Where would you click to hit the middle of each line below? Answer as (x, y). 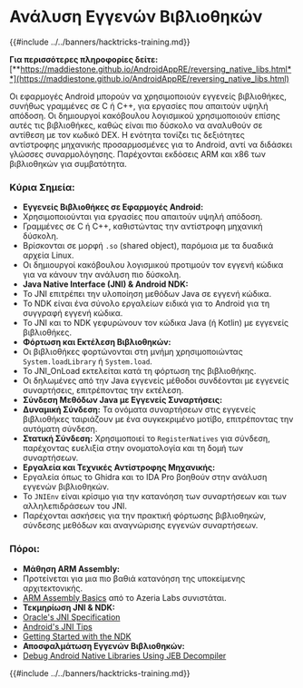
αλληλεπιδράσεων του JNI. (75, 506)
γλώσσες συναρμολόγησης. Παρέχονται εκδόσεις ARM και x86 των (137, 154)
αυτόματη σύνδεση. (60, 429)
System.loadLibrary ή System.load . (87, 361)
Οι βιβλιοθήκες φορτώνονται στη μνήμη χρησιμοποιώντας (132, 352)
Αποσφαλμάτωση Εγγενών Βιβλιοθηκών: (104, 645)
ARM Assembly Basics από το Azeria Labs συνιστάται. (124, 597)
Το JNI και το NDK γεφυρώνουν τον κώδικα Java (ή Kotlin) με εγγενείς (156, 323)
